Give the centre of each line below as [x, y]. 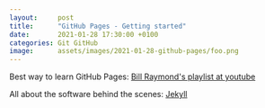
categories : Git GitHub [54, 43]
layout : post [42, 18]
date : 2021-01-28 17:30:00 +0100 [84, 34]
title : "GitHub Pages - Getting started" [98, 26]
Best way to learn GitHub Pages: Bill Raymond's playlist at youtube [132, 76]
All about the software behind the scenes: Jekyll [98, 94]
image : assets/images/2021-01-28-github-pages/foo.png [124, 51]
